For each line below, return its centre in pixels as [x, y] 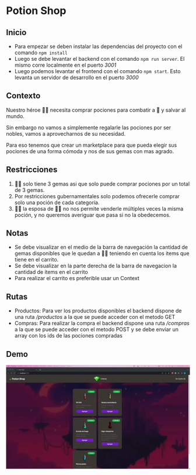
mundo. [15, 116]
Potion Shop [36, 11]
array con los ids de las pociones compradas [68, 336]
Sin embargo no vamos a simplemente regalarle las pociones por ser [88, 128]
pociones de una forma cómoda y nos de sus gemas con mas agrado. [90, 151]
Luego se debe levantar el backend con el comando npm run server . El [99, 59]
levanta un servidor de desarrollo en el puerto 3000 [76, 78]
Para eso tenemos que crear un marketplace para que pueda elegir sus [92, 145]
